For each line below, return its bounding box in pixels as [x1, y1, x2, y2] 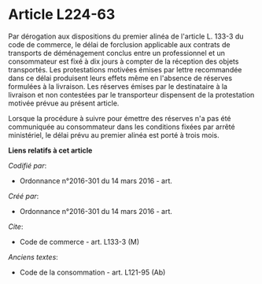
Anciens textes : [8, 252, 59, 261]
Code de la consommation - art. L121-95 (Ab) [19, 267, 166, 277]
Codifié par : [8, 160, 47, 170]
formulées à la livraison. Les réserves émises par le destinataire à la [8, 81, 228, 91]
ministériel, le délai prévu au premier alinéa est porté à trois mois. [8, 130, 220, 139]
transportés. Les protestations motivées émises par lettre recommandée [8, 65, 242, 74]
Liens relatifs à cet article [8, 146, 93, 155]
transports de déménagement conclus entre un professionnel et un [8, 48, 226, 57]
